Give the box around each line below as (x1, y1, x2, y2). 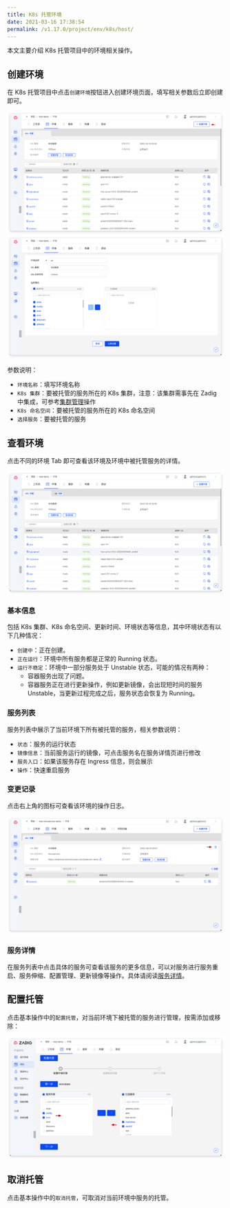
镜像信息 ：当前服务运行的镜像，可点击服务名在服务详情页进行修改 (17, 749, 201, 757)
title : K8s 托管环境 (7, 11, 62, 18)
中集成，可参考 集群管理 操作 (17, 397, 96, 406)
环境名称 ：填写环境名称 (17, 380, 81, 389)
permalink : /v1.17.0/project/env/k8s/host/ (7, 26, 134, 32)
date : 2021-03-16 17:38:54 (7, 18, 85, 26)
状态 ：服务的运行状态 (17, 740, 76, 748)
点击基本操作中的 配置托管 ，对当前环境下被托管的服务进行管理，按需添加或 (7, 1013, 215, 1021)
